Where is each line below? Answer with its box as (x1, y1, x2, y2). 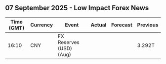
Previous (137, 21, 159, 28)
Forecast (111, 21, 132, 28)
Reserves (57, 39, 80, 45)
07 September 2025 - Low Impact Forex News (5, 4, 149, 12)
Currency (30, 21, 53, 28)
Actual (90, 21, 107, 28)
